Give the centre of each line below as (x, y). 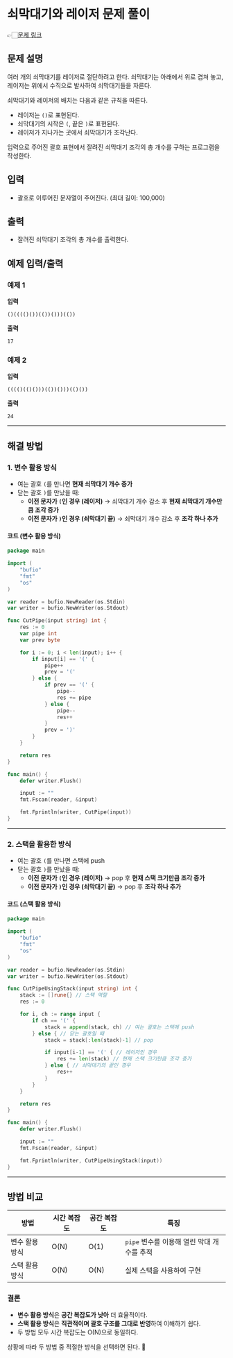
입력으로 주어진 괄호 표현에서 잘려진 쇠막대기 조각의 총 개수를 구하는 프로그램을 (114, 147)
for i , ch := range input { (60, 1014)
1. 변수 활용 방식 (32, 467)
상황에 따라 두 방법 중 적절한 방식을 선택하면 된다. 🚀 (77, 1347)
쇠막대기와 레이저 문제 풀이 (79, 14)
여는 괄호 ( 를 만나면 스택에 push (61, 861)
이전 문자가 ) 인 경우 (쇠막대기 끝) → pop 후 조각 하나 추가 (104, 887)
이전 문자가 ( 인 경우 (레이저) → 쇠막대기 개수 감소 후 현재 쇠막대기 (116, 501)
